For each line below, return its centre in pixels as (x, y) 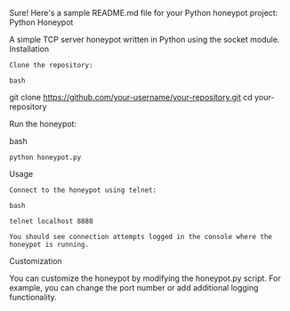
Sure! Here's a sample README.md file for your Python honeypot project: (144, 13)
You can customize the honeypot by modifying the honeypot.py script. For (145, 278)
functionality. (33, 297)
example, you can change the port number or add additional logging (134, 287)
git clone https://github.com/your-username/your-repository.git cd (131, 97)
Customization (36, 261)
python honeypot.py (45, 157)
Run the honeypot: (43, 124)
